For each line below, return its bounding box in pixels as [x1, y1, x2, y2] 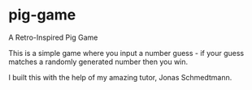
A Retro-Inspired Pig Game [8, 32, 98, 42]
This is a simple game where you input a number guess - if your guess [8, 48, 245, 58]
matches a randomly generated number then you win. [8, 57, 189, 66]
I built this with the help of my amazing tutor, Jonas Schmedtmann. [8, 72, 232, 82]
